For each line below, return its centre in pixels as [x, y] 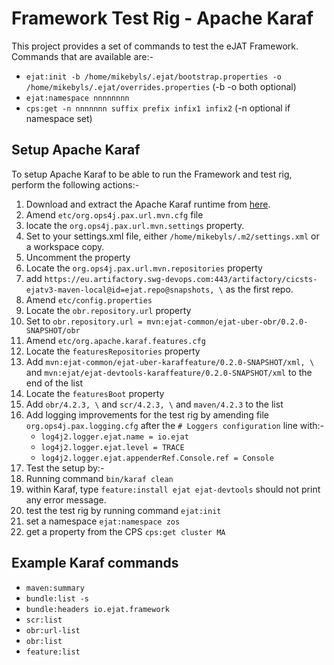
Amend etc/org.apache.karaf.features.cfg [115, 340]
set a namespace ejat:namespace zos [103, 521]
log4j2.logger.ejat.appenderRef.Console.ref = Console [157, 458]
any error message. [66, 499]
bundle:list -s [57, 598]
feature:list [53, 652]
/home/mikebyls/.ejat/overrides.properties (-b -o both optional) [161, 86]
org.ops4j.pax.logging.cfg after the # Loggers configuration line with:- [174, 425]
